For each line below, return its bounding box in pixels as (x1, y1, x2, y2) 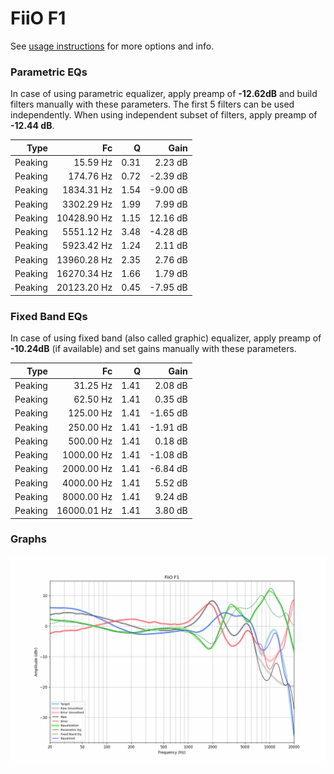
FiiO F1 (10, 7, 67, 30)
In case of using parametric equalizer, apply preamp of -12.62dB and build (10, 88, 318, 100)
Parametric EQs (10, 65, 88, 79)
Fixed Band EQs (10, 309, 88, 323)
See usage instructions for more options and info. (10, 40, 215, 52)
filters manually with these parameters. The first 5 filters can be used (10, 98, 295, 111)
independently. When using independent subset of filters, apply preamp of (10, 109, 318, 121)
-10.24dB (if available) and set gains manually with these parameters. (10, 343, 297, 355)
